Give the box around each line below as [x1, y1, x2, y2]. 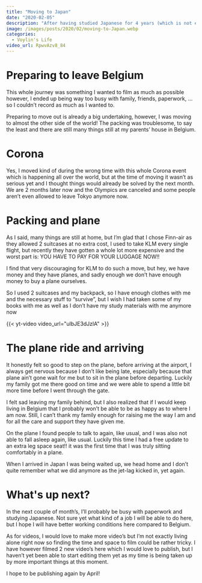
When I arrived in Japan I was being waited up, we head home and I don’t [6, 460, 188, 468]
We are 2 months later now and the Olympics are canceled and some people [6, 186, 196, 193]
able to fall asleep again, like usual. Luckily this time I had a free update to [6, 436, 189, 443]
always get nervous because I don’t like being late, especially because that [6, 368, 192, 375]
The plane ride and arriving [6, 341, 144, 355]
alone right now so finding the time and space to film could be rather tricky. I [6, 538, 195, 546]
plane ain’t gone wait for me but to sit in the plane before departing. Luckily [6, 374, 192, 381]
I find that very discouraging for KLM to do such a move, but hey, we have [6, 264, 189, 272]
